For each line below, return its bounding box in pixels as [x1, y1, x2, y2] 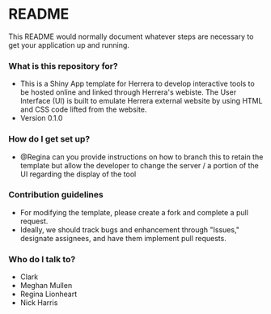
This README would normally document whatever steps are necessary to [8, 32, 254, 41]
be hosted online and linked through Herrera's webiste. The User [19, 87, 237, 97]
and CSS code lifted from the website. [19, 104, 147, 114]
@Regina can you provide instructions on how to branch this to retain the [19, 151, 264, 162]
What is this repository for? [8, 60, 119, 71]
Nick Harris [19, 298, 58, 308]
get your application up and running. [8, 40, 129, 49]
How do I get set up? [8, 134, 91, 145]
